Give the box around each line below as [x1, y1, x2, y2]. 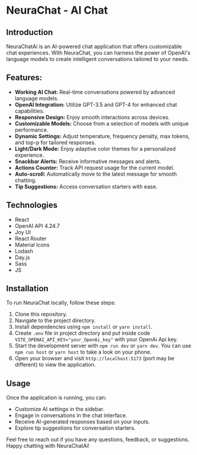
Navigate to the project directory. [14, 317, 96, 324]
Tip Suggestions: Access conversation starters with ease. [14, 183, 158, 190]
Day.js [14, 253, 30, 261]
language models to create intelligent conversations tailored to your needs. [6, 56, 189, 62]
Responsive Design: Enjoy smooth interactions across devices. [14, 113, 170, 120]
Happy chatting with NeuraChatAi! [6, 443, 90, 450]
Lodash [14, 247, 34, 254]
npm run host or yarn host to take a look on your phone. [14, 348, 152, 356]
